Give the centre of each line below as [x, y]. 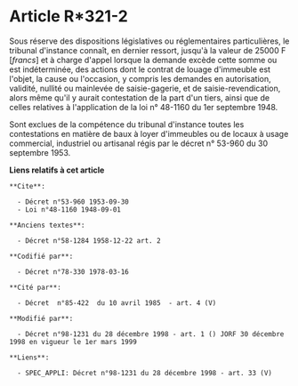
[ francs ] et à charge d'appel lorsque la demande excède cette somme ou [143, 60]
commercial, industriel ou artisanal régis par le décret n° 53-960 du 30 [139, 143]
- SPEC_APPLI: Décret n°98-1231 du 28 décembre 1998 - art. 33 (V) [145, 373]
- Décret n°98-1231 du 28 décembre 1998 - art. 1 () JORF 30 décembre [151, 334]
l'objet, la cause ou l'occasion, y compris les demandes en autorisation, [140, 78]
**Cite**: [28, 186]
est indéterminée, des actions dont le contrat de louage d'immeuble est [140, 69]
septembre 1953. [40, 152]
